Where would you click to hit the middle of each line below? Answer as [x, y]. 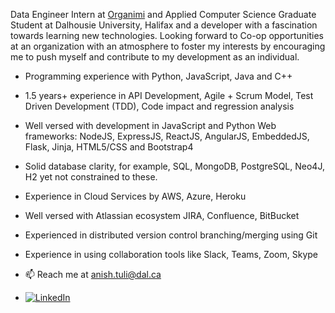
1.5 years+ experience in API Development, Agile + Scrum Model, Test [169, 95]
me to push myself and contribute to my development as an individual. [155, 57]
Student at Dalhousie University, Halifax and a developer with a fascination [164, 25]
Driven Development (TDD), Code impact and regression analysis [159, 106]
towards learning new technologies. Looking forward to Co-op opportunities [167, 35]
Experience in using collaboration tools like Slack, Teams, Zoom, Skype [171, 254]
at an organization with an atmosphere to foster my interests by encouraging [168, 46]
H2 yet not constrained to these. [91, 177]
